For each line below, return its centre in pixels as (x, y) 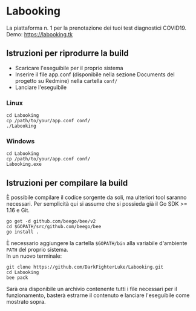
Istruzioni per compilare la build (67, 183)
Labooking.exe (24, 165)
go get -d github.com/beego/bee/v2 (51, 221)
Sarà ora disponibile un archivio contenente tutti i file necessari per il (92, 289)
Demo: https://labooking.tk (40, 34)
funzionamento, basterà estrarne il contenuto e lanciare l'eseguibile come (98, 295)
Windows (21, 141)
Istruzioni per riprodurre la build (67, 54)
